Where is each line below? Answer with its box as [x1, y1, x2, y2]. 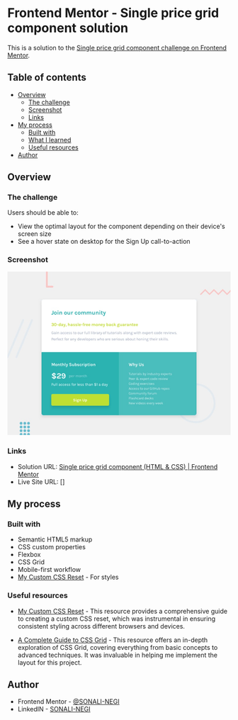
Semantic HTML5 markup [17, 535, 93, 544]
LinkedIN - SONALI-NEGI [17, 705, 91, 714]
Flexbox [17, 551, 41, 559]
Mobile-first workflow [17, 566, 81, 574]
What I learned [28, 135, 72, 144]
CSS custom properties [17, 543, 86, 551]
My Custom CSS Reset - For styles [17, 573, 119, 582]
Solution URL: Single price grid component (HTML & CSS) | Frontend [17, 462, 218, 471]
